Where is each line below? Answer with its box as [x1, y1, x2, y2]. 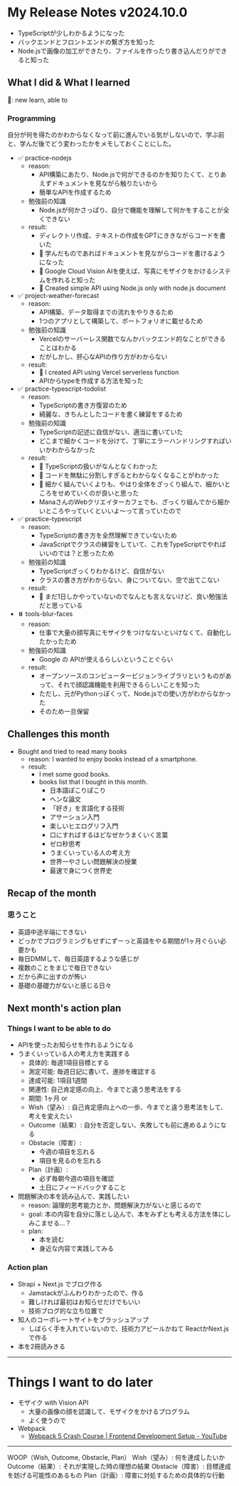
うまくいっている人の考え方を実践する [17, 1050, 130, 1058]
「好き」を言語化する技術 [49, 804, 125, 812]
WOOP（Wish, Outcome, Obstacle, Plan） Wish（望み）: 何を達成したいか [7, 1453, 225, 1462]
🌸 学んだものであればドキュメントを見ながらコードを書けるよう [38, 249, 226, 257]
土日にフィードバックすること [38, 1183, 127, 1192]
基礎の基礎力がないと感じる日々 [17, 981, 112, 990]
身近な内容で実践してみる [38, 1244, 114, 1253]
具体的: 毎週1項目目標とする [28, 1058, 110, 1067]
